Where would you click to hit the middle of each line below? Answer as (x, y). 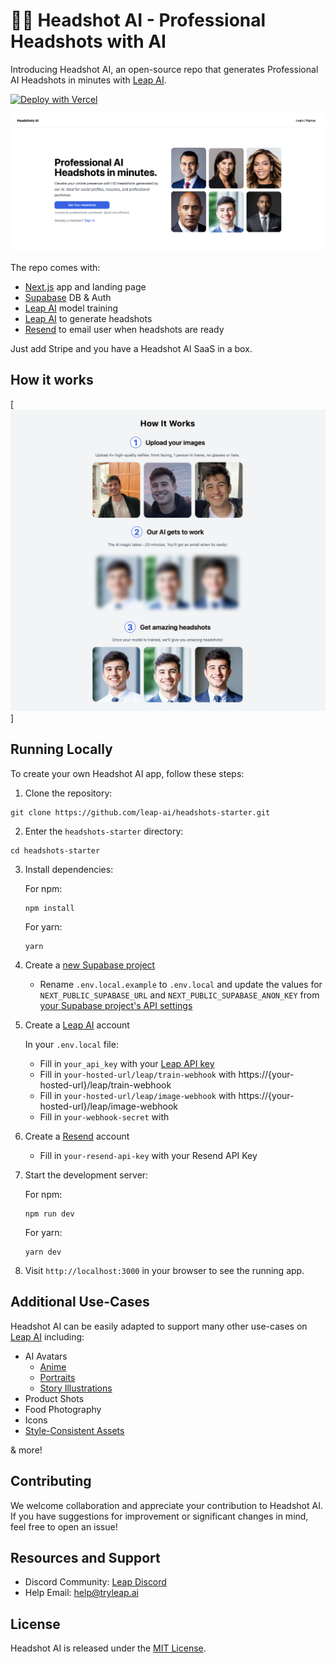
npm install (49, 908)
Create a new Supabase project (90, 965)
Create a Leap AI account (77, 1025)
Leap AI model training (71, 308)
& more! (26, 1450)
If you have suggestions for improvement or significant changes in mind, (159, 1516)
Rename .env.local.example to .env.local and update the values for (181, 984)
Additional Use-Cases (80, 1302)
